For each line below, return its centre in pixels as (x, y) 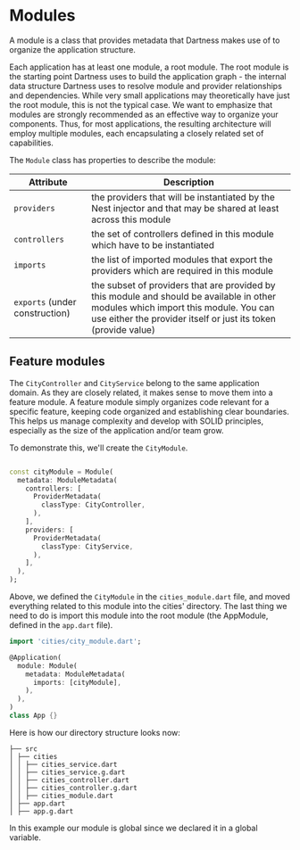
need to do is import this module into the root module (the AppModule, (139, 615)
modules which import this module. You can (183, 307)
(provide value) (124, 329)
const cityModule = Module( (62, 472)
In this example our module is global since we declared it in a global (133, 828)
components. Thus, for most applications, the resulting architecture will (140, 124)
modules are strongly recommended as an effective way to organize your (144, 114)
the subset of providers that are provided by (183, 285)
